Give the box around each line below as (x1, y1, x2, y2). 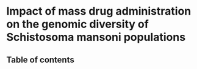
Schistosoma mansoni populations (6, 31, 186, 44)
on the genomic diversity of (6, 17, 149, 31)
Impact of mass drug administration (6, 4, 192, 18)
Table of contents (6, 54, 74, 65)
